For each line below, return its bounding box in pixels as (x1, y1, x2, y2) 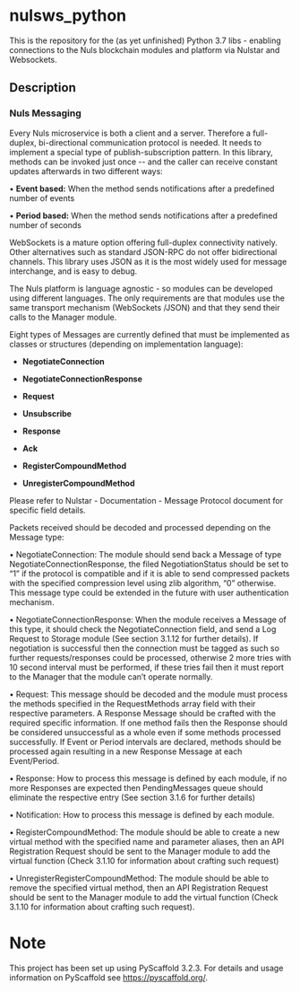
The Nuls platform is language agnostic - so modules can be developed (9, 283, 273, 294)
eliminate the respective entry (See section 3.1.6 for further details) (9, 792, 256, 803)
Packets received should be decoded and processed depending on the (9, 522, 271, 532)
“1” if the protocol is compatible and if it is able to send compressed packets (9, 567, 290, 579)
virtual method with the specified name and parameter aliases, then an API (9, 836, 285, 847)
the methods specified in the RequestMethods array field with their (9, 698, 256, 709)
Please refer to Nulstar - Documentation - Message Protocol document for (9, 495, 284, 505)
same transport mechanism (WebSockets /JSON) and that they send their (9, 302, 280, 312)
